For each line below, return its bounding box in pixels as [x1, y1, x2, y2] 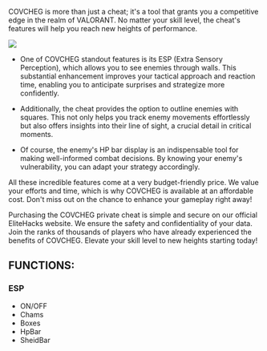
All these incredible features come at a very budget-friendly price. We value [8, 178, 259, 187]
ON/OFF [19, 301, 48, 311]
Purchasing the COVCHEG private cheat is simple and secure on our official [8, 210, 258, 220]
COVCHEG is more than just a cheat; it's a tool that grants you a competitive [8, 7, 259, 16]
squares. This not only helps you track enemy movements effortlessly [19, 112, 250, 122]
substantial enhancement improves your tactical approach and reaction [19, 71, 256, 81]
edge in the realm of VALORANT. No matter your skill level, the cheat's [8, 15, 241, 25]
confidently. [19, 88, 60, 98]
